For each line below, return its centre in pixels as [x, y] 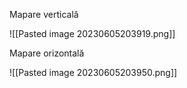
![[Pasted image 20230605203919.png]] [92, 33]
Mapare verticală [44, 14]
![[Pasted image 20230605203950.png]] [93, 72]
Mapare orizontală [47, 53]
